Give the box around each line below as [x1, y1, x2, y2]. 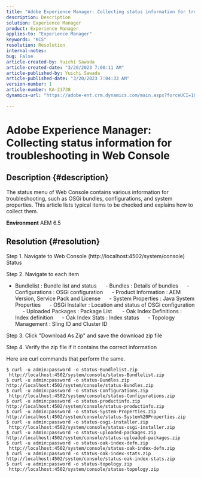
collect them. [6, 207, 39, 214]
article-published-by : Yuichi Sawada [6, 70, 100, 76]
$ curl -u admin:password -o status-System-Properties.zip [6, 409, 157, 415]
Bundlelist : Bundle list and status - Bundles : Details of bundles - [14, 282, 190, 289]
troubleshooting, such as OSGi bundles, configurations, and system [6, 195, 173, 202]
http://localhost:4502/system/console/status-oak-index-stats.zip [6, 456, 175, 462]
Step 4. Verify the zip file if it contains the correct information [6, 343, 157, 350]
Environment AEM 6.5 [6, 219, 61, 226]
